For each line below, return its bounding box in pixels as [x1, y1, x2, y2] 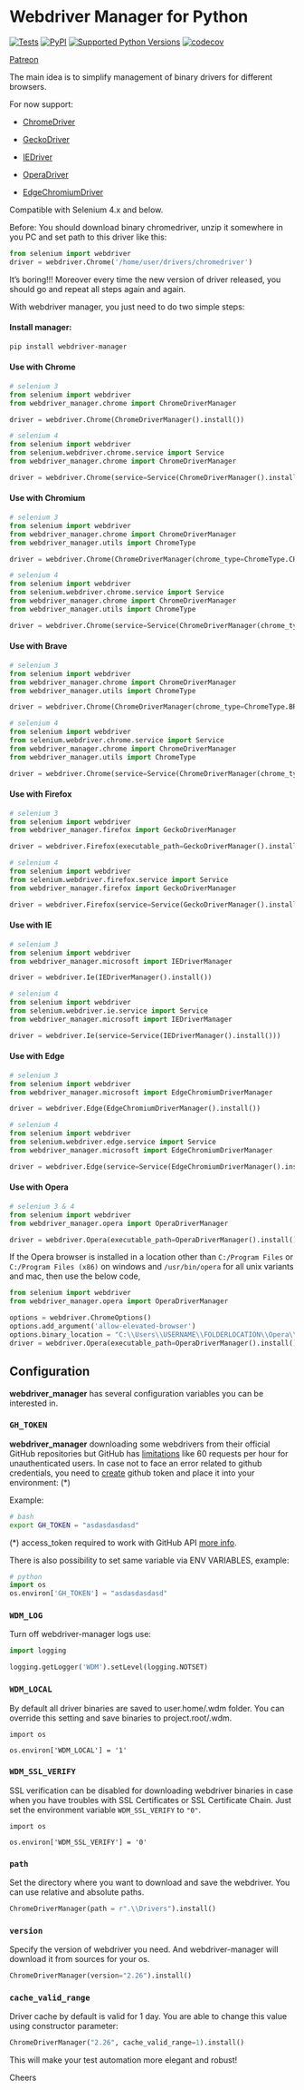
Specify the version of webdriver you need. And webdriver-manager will [9, 1944, 279, 1955]
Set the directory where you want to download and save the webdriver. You [9, 1877, 290, 1889]
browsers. [9, 81, 47, 92]
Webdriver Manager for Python [9, 6, 249, 27]
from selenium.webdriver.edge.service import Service [9, 1137, 217, 1147]
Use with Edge [9, 1051, 65, 1062]
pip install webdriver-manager [9, 342, 128, 351]
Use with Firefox [9, 789, 72, 800]
